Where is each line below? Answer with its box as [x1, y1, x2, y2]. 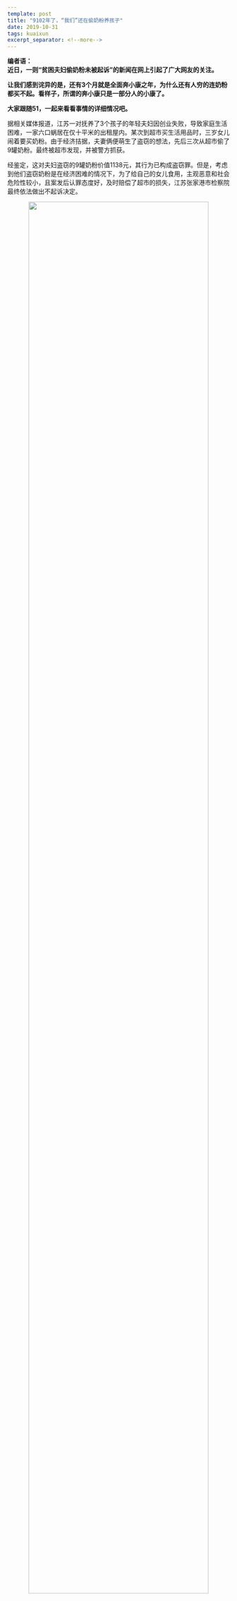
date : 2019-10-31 [7, 23, 59, 30]
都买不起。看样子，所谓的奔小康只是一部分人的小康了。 [7, 90, 168, 98]
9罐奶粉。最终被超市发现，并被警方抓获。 [7, 146, 129, 154]
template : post [7, 10, 52, 18]
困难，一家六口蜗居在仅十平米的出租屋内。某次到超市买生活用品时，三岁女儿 [7, 128, 230, 137]
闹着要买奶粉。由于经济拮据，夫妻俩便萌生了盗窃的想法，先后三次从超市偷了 [7, 137, 230, 145]
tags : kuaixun [7, 30, 49, 37]
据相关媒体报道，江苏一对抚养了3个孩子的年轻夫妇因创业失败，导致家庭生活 [7, 119, 228, 128]
